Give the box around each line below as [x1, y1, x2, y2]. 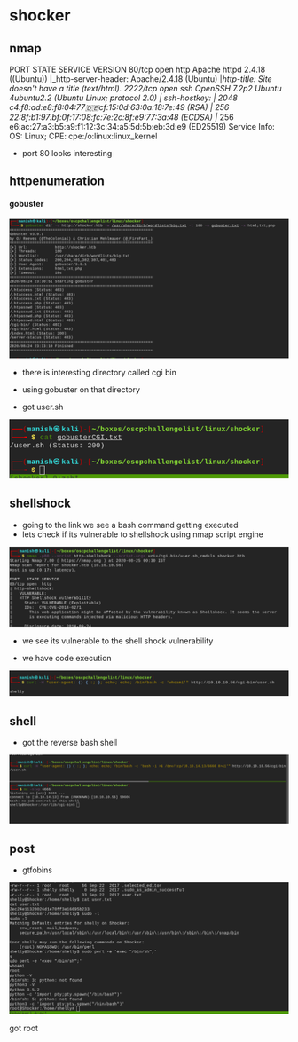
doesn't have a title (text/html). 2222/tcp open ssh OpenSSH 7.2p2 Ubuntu [9, 83, 282, 93]
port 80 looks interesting [21, 148, 113, 158]
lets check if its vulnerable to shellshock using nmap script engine [21, 529, 263, 540]
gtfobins [21, 864, 53, 875]
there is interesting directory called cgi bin [21, 367, 177, 377]
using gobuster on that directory [21, 383, 140, 395]
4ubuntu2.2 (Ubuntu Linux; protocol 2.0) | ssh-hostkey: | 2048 [9, 92, 238, 103]
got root [9, 1022, 38, 1033]
